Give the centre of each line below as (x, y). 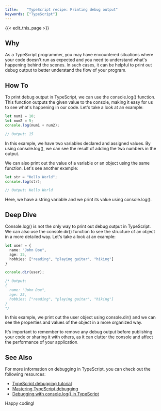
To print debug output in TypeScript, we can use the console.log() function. (80, 97)
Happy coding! (20, 403)
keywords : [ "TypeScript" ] (31, 14)
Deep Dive (21, 214)
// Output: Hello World (29, 190)
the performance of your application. (42, 342)
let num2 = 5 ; (19, 121)
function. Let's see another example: (42, 168)
